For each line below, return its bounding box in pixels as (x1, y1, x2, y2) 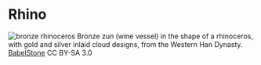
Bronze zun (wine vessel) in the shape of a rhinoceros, (77, 31, 253, 41)
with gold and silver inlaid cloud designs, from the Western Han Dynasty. (8, 39, 243, 49)
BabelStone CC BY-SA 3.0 (8, 48, 92, 57)
